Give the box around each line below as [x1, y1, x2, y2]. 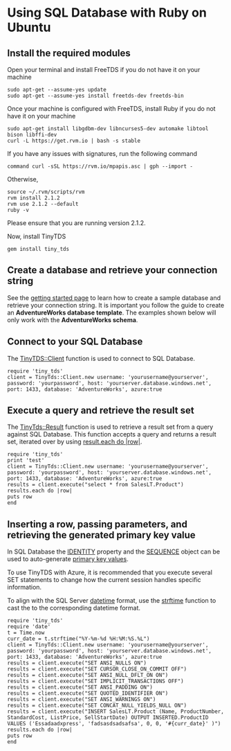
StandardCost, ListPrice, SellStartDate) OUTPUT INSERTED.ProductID [7, 714, 209, 721]
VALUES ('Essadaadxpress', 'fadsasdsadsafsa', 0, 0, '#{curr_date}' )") [7, 721, 221, 727]
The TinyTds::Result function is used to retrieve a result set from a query [7, 423, 214, 431]
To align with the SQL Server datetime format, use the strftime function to [7, 597, 216, 605]
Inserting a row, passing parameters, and [7, 518, 188, 530]
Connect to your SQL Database [7, 336, 143, 348]
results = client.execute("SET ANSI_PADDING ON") [7, 684, 154, 691]
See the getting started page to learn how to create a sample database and [7, 293, 221, 302]
